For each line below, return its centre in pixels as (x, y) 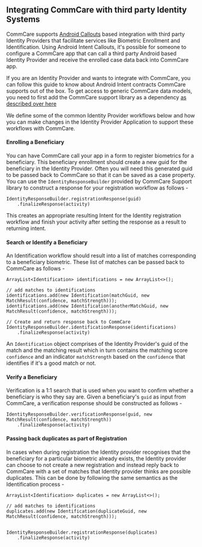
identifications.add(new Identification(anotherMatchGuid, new (87, 306)
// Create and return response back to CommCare (68, 322)
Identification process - (35, 484)
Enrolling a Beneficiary (35, 142)
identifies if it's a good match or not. (51, 363)
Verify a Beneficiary (32, 377)
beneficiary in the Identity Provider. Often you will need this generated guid (99, 168)
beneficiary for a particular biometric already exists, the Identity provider (96, 458)
